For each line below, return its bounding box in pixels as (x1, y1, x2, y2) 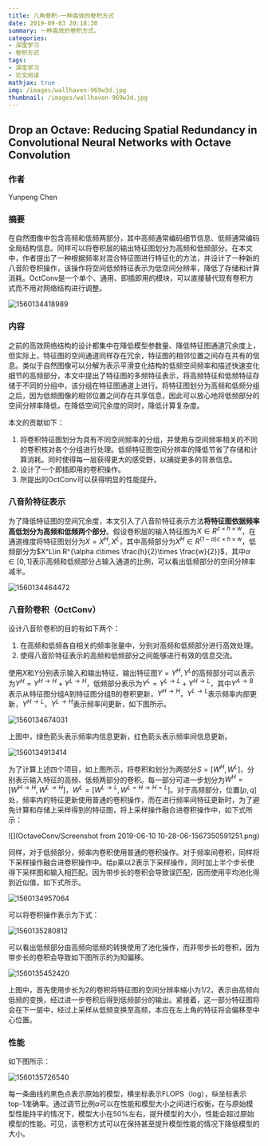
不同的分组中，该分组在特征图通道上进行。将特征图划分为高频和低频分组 (22, 381, 260, 390)
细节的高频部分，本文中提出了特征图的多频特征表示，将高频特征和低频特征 (8, 370, 253, 380)
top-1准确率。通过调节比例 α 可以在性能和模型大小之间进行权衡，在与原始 (8, 1099, 246, 1108)
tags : (8, 57, 26, 65)
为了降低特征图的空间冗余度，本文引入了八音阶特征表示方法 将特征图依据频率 (8, 516, 260, 525)
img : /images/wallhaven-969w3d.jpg (8, 86, 127, 94)
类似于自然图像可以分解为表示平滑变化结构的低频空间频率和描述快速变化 (22, 361, 260, 370)
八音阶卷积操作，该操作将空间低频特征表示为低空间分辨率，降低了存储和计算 (8, 263, 260, 273)
